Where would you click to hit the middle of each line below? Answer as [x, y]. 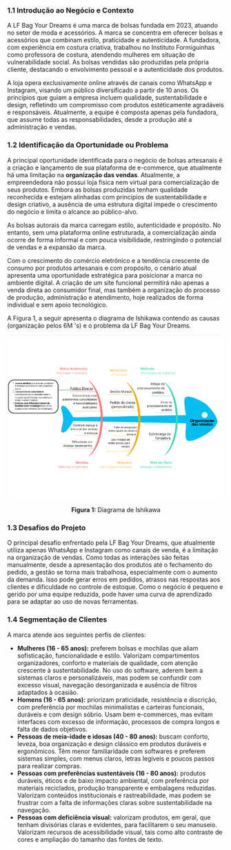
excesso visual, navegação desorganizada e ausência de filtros [107, 685]
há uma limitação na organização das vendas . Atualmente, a [94, 174]
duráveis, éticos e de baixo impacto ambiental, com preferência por [113, 780]
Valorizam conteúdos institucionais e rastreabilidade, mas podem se [114, 795]
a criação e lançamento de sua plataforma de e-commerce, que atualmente [114, 168]
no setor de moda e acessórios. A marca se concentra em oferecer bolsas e [115, 33]
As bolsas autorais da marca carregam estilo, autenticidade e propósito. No [114, 225]
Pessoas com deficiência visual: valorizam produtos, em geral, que [114, 817]
